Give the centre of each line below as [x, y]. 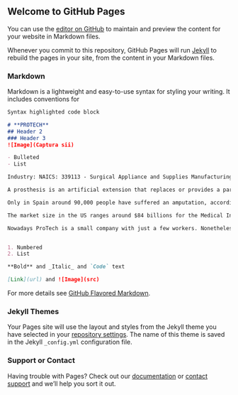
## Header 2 [25, 131]
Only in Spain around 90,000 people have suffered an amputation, [107, 202]
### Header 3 [27, 138]
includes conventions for [44, 99]
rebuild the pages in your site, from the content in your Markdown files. [111, 58]
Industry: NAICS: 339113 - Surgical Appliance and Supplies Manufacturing [120, 177]
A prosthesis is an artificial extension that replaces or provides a [114, 190]
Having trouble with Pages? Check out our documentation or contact [107, 376]
